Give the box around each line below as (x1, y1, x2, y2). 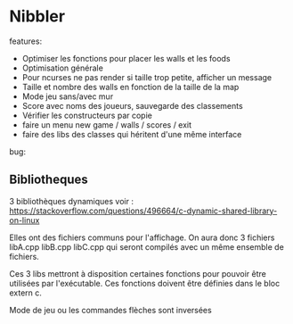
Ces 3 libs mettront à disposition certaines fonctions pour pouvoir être (9, 268, 267, 278)
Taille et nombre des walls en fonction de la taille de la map (21, 81, 240, 92)
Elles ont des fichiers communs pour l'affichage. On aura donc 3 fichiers (9, 232, 275, 243)
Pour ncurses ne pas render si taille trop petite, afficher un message (21, 71, 273, 82)
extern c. (9, 287, 43, 298)
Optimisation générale (21, 62, 104, 73)
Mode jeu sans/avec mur (21, 91, 114, 102)
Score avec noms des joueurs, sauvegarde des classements (21, 100, 243, 111)
